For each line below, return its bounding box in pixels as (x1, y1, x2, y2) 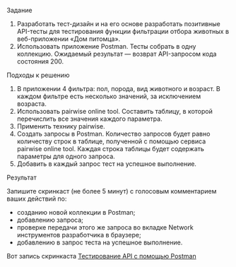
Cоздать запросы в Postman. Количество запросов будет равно (16, 130, 211, 138)
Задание (6, 6, 33, 14)
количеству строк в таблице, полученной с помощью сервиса (16, 137, 206, 146)
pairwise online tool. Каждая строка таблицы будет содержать (16, 145, 204, 153)
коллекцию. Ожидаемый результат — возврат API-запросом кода (16, 49, 217, 58)
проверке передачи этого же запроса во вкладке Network (16, 223, 194, 232)
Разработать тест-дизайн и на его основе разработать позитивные (16, 20, 220, 28)
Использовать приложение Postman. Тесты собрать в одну (16, 42, 196, 50)
